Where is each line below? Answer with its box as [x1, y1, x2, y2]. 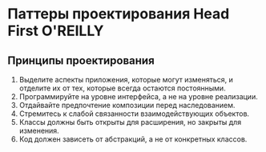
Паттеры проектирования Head [7, 5, 230, 23]
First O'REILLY [7, 22, 105, 40]
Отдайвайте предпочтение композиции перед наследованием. [18, 101, 236, 110]
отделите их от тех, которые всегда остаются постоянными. [18, 83, 226, 93]
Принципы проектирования [7, 54, 155, 67]
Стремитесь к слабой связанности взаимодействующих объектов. [18, 109, 250, 118]
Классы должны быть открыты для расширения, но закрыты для [18, 118, 242, 126]
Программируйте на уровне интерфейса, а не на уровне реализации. [18, 92, 258, 101]
